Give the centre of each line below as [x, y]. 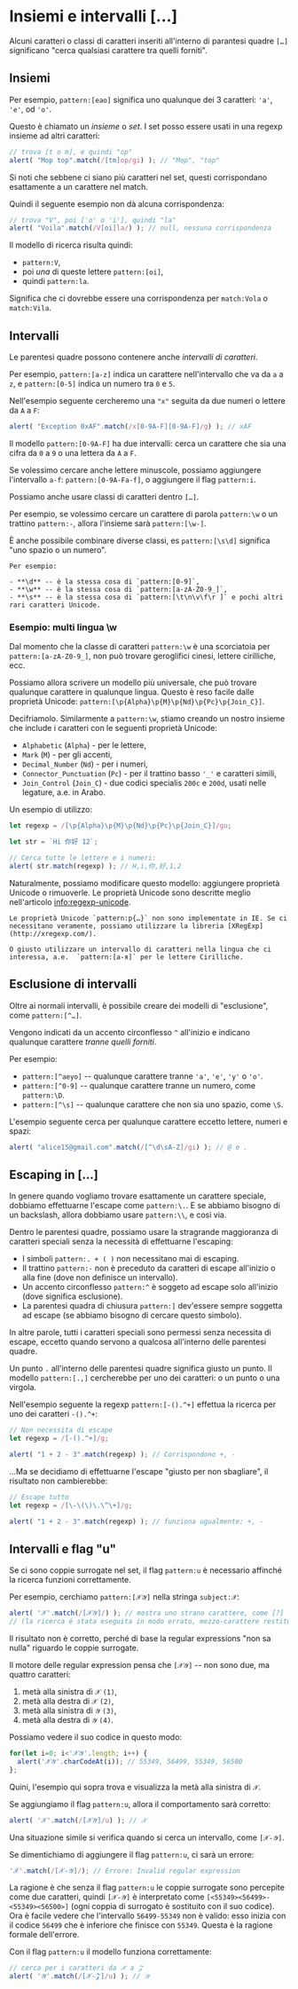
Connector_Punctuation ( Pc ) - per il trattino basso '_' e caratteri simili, [149, 774]
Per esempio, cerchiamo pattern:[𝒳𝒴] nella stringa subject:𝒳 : [124, 1597]
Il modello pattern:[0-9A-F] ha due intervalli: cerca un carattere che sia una [148, 443]
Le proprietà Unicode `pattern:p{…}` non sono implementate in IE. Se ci [149, 918]
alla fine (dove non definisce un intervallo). [100, 1278]
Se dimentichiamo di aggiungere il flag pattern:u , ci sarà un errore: [132, 1854]
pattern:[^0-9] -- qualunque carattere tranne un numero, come [138, 1085]
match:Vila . [30, 308]
